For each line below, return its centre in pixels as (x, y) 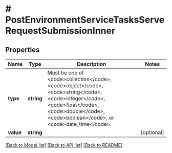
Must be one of (66, 73)
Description (92, 64)
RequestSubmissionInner (60, 31)
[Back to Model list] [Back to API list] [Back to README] (64, 145)
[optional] (152, 132)
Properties (23, 50)
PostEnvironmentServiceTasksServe (85, 20)
